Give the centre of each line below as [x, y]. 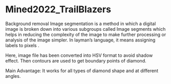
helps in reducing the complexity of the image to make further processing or [86, 34]
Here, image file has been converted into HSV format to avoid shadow [79, 55]
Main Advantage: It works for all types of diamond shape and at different [82, 71]
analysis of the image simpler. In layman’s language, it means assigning [80, 40]
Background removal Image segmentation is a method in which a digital [81, 24]
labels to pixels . [22, 45]
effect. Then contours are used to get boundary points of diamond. [76, 60]
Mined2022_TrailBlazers [58, 9]
